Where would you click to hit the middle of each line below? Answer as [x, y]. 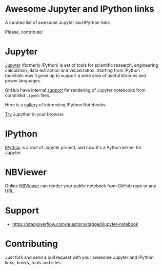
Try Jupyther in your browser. [35, 114]
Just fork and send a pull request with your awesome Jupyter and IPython [79, 257]
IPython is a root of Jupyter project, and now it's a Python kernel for [73, 147]
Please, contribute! [24, 32]
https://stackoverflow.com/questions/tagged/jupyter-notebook [75, 224]
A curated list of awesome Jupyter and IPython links [58, 22]
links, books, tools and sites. [33, 262]
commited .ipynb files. [28, 95]
